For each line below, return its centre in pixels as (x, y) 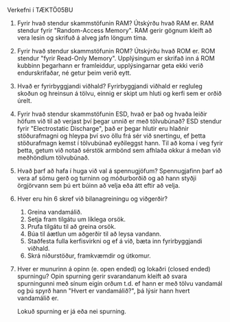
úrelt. (24, 101)
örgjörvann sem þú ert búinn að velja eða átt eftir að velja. (99, 185)
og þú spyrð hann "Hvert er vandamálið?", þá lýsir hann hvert (103, 291)
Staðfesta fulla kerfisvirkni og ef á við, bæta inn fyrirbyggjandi (115, 241)
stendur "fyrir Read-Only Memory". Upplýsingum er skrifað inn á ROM (116, 58)
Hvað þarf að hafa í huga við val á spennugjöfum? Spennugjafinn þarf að (120, 171)
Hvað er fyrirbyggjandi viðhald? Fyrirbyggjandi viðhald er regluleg (110, 86)
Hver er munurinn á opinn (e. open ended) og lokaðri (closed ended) (114, 269)
